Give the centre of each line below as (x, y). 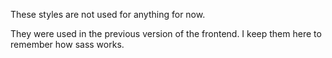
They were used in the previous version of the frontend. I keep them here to (166, 33)
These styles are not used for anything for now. (108, 14)
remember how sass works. (67, 44)
